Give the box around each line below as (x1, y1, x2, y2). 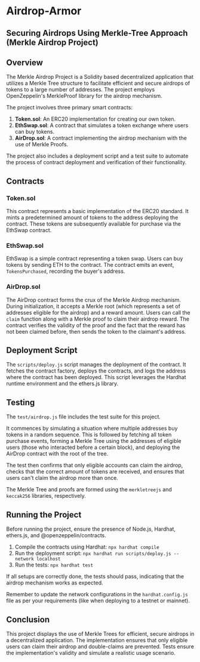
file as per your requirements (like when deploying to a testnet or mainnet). (6, 597, 190, 604)
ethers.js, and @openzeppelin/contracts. (6, 532, 106, 539)
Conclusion (6, 614, 50, 624)
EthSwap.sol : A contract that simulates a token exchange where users (14, 122, 189, 129)
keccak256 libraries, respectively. (6, 492, 86, 500)
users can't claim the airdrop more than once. (6, 475, 118, 482)
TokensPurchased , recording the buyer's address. (6, 267, 125, 275)
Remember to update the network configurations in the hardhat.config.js (6, 591, 188, 598)
